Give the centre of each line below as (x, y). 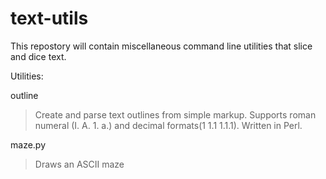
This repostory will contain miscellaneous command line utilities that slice (161, 46)
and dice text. (38, 56)
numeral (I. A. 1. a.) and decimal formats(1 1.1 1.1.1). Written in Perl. (168, 125)
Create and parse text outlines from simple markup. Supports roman (175, 114)
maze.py (28, 144)
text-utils (49, 18)
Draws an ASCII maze (79, 164)
